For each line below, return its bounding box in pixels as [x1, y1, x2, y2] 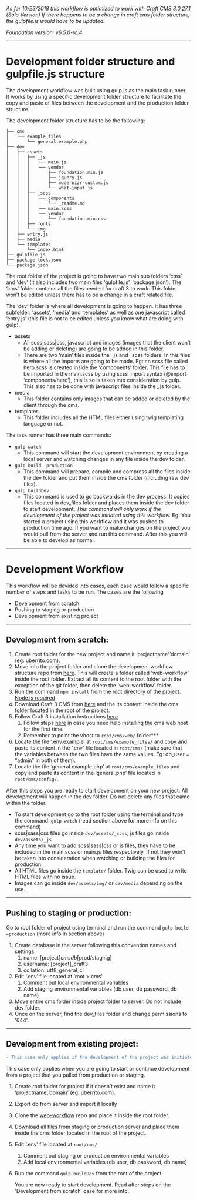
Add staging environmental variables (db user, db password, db [23, 985, 177, 992]
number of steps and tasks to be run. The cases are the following [6, 588, 164, 596]
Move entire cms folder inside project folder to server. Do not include [14, 998, 182, 1005]
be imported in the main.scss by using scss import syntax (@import [23, 370, 186, 377]
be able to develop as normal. [23, 536, 96, 543]
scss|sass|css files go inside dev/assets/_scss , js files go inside [14, 829, 169, 837]
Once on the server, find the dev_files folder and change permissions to [14, 1010, 188, 1017]
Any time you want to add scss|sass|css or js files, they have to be [14, 842, 176, 849]
